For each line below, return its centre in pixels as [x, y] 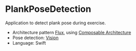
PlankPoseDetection [48, 9]
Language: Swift [29, 43]
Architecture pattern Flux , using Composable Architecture [71, 32]
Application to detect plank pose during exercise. [56, 23]
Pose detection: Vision [35, 38]
